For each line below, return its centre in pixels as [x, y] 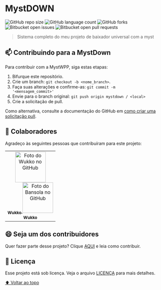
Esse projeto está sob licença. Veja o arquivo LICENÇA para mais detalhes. [80, 273]
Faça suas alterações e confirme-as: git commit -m [64, 87]
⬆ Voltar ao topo [22, 283]
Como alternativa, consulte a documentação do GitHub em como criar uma [80, 111]
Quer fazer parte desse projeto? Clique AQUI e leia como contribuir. [73, 246]
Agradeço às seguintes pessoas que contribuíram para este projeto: [73, 143]
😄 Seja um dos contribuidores [52, 234]
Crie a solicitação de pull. [38, 101]
